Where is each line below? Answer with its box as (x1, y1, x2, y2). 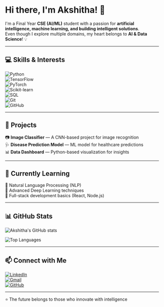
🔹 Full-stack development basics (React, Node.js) (5, 193, 104, 199)
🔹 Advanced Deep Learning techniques (5, 187, 84, 193)
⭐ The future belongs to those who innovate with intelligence (5, 296, 128, 302)
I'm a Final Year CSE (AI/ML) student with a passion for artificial (5, 20, 134, 26)
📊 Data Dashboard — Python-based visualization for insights (5, 149, 129, 155)
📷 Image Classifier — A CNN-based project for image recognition (5, 134, 139, 140)
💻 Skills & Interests (5, 56, 65, 64)
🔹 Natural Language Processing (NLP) (5, 183, 82, 188)
